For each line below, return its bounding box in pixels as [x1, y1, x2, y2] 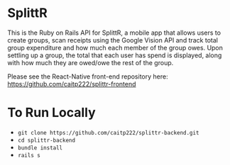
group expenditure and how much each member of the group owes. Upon [7, 43, 224, 52]
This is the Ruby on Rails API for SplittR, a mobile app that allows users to [7, 28, 221, 37]
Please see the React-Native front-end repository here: [7, 72, 168, 81]
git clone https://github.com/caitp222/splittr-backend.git [17, 129, 199, 136]
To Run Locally [7, 105, 96, 121]
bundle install [17, 144, 63, 152]
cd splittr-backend [17, 137, 76, 144]
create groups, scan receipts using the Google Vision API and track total [7, 35, 219, 44]
